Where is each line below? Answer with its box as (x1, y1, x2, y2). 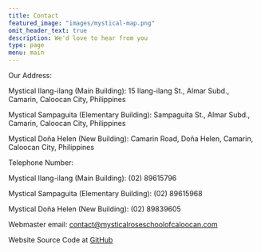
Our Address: (8, 71, 53, 80)
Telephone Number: (8, 158, 74, 167)
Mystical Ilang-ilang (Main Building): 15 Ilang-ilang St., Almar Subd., (8, 86, 230, 96)
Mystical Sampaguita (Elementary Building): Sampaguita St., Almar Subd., (8, 110, 251, 120)
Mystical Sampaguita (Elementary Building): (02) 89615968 (8, 189, 203, 198)
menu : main (8, 49, 45, 57)
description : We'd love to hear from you (8, 33, 148, 42)
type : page (8, 41, 45, 49)
